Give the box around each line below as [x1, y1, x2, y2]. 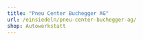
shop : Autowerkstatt [7, 22, 67, 29]
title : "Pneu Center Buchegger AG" [7, 9, 109, 17]
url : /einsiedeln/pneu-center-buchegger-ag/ [7, 16, 137, 23]
